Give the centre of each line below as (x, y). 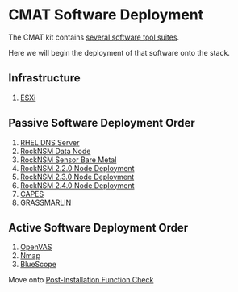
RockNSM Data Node (55, 151)
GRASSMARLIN (46, 202)
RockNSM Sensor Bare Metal (68, 160)
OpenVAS (36, 247)
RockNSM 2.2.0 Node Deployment (77, 168)
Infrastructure (44, 78)
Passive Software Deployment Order (102, 123)
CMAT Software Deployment (106, 15)
